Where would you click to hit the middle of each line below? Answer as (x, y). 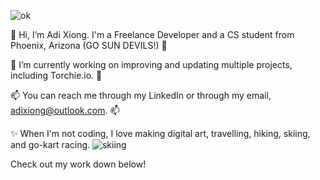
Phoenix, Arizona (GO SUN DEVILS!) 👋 (89, 45)
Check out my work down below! (78, 164)
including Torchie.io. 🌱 (56, 75)
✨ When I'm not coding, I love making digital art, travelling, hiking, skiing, (160, 133)
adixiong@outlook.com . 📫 (65, 110)
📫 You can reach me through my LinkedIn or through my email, (141, 95)
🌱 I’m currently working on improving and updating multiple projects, (151, 64)
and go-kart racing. (50, 144)
